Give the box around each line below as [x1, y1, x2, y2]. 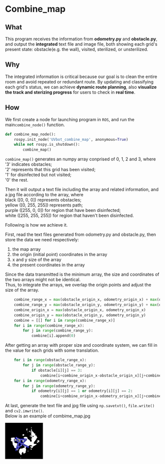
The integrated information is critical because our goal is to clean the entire [5, 74, 157, 79]
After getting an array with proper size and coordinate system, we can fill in [5, 342, 158, 348]
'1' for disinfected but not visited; [5, 172, 72, 178]
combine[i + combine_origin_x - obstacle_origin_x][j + [40, 373, 146, 378]
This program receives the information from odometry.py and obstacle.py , [5, 36, 158, 42]
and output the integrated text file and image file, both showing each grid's [5, 41, 158, 47]
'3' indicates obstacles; [5, 161, 53, 167]
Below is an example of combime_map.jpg [5, 413, 91, 419]
